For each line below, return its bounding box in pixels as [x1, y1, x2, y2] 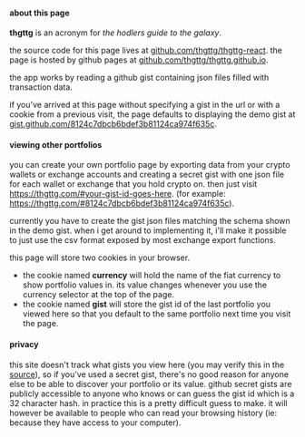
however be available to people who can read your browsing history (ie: [9, 407, 278, 418]
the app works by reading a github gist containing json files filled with [9, 73, 270, 83]
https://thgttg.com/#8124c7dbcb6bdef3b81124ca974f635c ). [9, 198, 234, 209]
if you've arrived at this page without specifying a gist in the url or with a [9, 100, 280, 111]
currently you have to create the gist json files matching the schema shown [9, 216, 290, 227]
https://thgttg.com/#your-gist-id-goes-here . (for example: [9, 189, 226, 199]
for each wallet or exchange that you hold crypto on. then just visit [9, 179, 258, 189]
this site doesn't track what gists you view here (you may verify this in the [9, 359, 285, 370]
